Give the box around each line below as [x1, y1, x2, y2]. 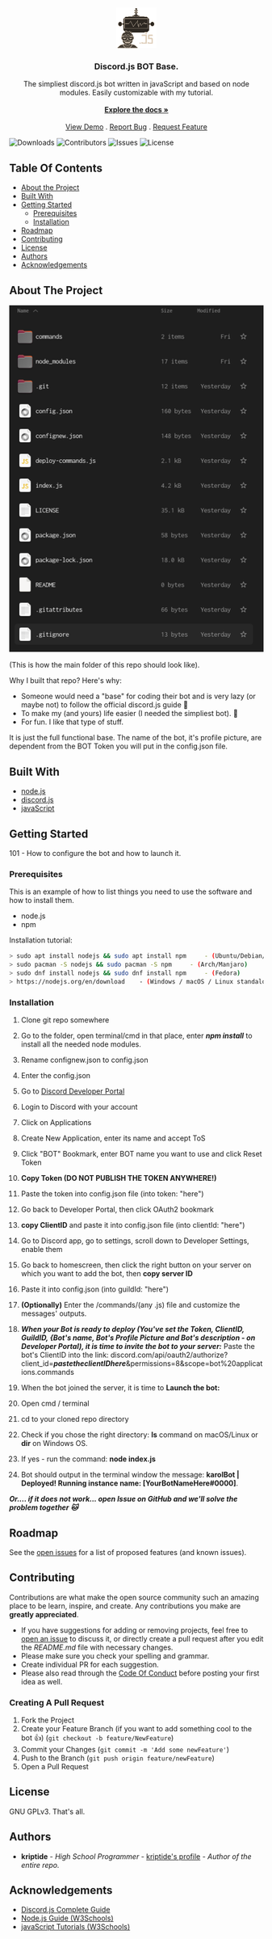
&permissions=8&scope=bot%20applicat [125, 1359, 263, 1368]
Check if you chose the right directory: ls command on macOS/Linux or [20, 1430, 259, 1439]
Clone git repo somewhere [20, 1015, 110, 1025]
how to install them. [9, 896, 75, 905]
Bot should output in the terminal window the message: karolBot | [20, 1470, 240, 1480]
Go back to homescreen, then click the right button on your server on [20, 1260, 252, 1270]
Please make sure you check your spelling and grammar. [20, 1650, 210, 1660]
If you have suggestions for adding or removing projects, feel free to [20, 1625, 249, 1635]
